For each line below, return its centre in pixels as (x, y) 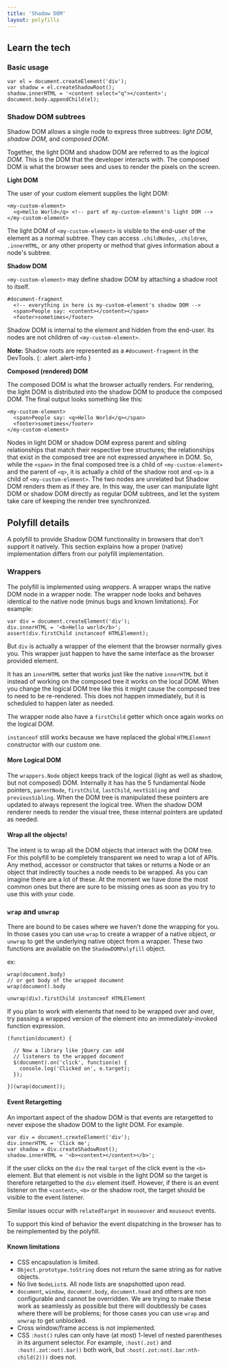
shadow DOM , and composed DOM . (58, 139)
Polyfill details (38, 523)
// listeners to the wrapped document (69, 1057)
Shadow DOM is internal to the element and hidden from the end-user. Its (111, 330)
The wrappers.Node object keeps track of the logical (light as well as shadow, (115, 775)
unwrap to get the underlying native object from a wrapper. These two (105, 942)
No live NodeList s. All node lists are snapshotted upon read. (101, 1284)
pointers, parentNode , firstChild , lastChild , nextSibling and (93, 790)
